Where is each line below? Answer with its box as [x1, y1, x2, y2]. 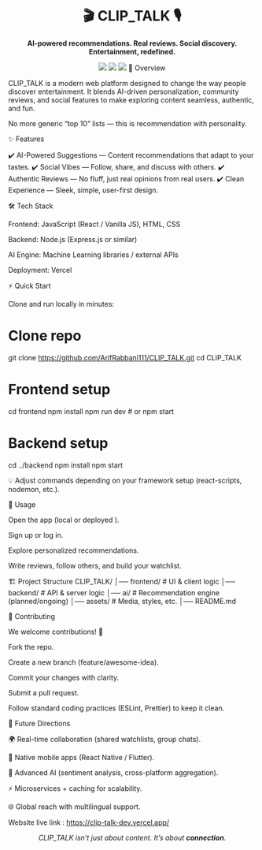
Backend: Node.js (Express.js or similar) [8, 234, 138, 244]
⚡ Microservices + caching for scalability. [8, 783, 142, 793]
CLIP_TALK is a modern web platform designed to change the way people [8, 78, 246, 88]
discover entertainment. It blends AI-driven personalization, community [8, 87, 239, 96]
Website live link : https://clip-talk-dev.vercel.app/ [8, 818, 170, 827]
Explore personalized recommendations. [8, 546, 139, 555]
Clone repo [8, 327, 82, 345]
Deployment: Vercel [8, 265, 72, 274]
